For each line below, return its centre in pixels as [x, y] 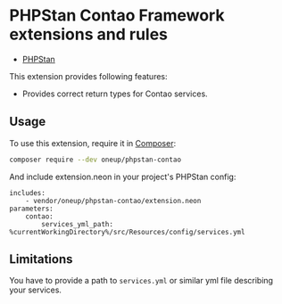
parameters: [31, 209]
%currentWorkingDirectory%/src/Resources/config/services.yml [127, 232]
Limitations [41, 259]
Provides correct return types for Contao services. [115, 94]
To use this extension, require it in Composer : [93, 143]
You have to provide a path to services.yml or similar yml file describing [141, 281]
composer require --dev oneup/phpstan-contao [95, 160]
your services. [36, 290]
